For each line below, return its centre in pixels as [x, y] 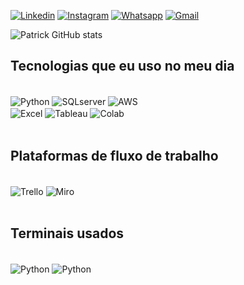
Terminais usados [67, 233]
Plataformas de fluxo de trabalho [114, 155]
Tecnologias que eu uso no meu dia [122, 66]
